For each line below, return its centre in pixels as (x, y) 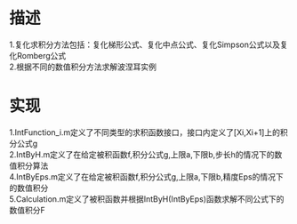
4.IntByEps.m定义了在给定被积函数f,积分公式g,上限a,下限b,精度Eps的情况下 (146, 176)
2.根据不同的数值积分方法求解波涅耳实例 (83, 67)
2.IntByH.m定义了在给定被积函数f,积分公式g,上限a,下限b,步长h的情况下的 (142, 154)
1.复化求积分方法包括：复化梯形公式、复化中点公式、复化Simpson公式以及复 (148, 44)
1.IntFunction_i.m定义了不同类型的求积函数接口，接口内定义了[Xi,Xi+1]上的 (144, 132)
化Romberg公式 (38, 55)
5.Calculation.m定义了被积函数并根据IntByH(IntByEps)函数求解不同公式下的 (147, 199)
